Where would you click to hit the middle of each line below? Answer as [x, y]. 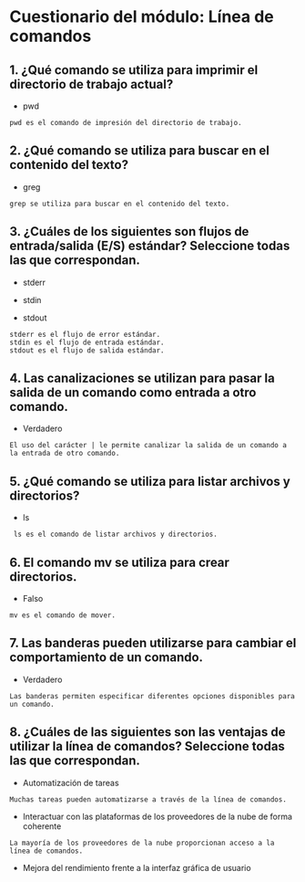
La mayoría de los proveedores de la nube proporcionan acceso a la [142, 843]
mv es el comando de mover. [63, 615]
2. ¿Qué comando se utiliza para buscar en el [140, 151]
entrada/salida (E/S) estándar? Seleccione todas [150, 246]
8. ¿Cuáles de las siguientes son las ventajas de [147, 732]
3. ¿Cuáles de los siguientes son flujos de [129, 231]
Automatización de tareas [71, 782]
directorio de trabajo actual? [91, 84]
